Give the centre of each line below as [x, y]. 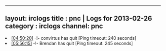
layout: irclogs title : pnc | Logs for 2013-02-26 [79, 18]
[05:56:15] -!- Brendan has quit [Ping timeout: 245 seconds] [72, 43]
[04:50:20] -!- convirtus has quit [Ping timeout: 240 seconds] [74, 38]
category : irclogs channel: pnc [54, 26]
